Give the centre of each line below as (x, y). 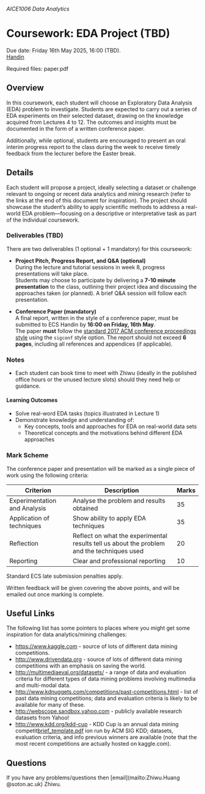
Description (122, 490)
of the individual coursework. (43, 220)
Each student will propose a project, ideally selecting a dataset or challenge (101, 187)
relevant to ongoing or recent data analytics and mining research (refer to (99, 194)
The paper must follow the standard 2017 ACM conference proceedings (106, 331)
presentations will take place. (52, 274)
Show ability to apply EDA (109, 518)
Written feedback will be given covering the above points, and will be (93, 588)
